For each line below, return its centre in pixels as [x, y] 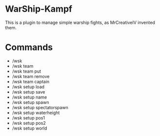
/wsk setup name [30, 97]
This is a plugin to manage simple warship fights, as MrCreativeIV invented [80, 22]
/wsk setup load [28, 87]
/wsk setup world [30, 128]
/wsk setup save [29, 92]
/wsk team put [27, 71]
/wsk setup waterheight [36, 113]
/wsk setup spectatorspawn [40, 107]
